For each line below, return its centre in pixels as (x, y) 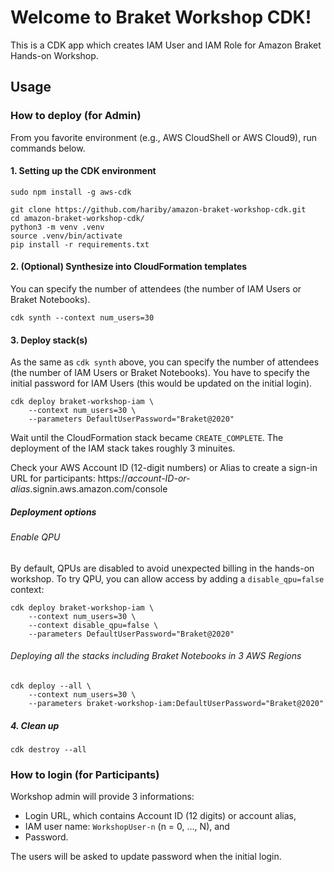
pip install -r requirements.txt (80, 244)
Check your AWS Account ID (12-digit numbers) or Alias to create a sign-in (164, 468)
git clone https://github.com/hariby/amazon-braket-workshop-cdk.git (158, 209)
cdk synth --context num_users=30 (82, 318)
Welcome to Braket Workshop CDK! (161, 17)
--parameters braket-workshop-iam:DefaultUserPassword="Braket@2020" (176, 704)
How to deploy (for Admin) (76, 116)
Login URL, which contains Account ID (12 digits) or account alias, (160, 816)
